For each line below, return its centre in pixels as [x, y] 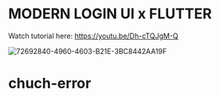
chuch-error [50, 83]
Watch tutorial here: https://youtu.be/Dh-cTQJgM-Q [93, 36]
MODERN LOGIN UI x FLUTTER [110, 14]
